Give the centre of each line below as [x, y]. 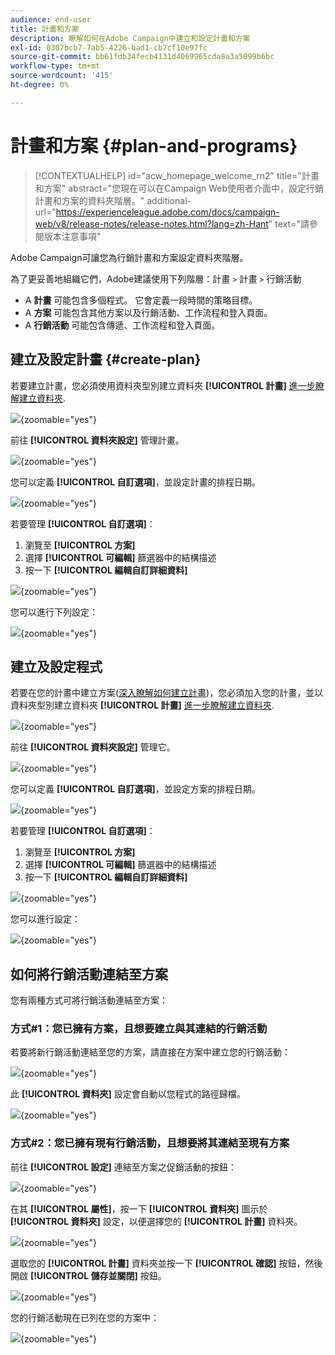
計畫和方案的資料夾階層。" [89, 200]
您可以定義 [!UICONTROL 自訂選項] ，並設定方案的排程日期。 [135, 789]
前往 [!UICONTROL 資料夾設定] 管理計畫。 [97, 440]
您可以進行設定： [45, 919]
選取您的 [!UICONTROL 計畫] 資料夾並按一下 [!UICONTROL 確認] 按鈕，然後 [166, 1263]
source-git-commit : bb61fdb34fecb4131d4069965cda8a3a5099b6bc [142, 57]
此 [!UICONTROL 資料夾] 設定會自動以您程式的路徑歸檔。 [128, 1094]
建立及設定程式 [56, 666]
